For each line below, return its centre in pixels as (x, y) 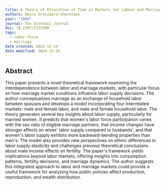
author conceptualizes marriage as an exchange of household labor (74, 99)
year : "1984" (18, 19)
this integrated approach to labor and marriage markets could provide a (77, 167)
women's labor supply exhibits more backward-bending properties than (78, 135)
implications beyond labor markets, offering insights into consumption (76, 156)
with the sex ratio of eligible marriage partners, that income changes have (80, 125)
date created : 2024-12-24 (31, 46)
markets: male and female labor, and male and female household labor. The (81, 109)
